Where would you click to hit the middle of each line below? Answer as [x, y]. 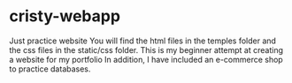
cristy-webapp [65, 16]
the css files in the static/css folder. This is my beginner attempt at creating [146, 49]
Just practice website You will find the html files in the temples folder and [143, 41]
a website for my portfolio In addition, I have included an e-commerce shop [146, 59]
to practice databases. [50, 69]
